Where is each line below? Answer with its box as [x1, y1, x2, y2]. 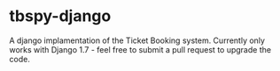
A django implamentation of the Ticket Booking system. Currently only [9, 35, 266, 46]
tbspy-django [9, 6, 112, 26]
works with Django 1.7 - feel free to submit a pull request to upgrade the [9, 44, 272, 54]
